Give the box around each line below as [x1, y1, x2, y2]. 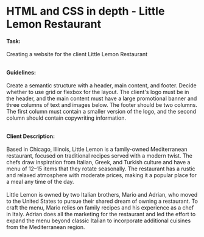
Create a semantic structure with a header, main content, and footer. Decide [6, 81, 197, 89]
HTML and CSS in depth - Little [6, 4, 165, 18]
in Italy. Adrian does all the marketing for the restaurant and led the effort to [6, 210, 196, 217]
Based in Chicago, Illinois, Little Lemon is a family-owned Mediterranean [6, 145, 188, 153]
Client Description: [6, 133, 55, 140]
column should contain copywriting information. [6, 114, 127, 122]
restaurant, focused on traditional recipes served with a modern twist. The [6, 151, 193, 159]
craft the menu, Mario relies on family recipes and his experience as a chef [6, 203, 194, 211]
